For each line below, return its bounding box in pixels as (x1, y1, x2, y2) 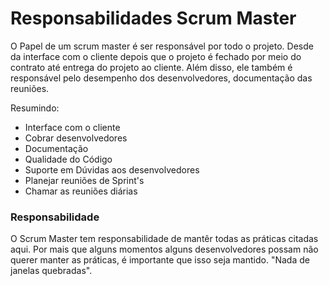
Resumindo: (10, 102, 60, 114)
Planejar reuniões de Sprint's (24, 174, 145, 186)
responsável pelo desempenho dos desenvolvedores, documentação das (10, 72, 313, 84)
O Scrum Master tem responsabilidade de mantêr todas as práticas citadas (10, 233, 319, 245)
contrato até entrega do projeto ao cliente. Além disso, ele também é (10, 61, 293, 73)
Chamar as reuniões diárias (24, 185, 138, 197)
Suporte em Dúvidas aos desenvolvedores (24, 163, 200, 176)
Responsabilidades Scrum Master (10, 7, 297, 30)
